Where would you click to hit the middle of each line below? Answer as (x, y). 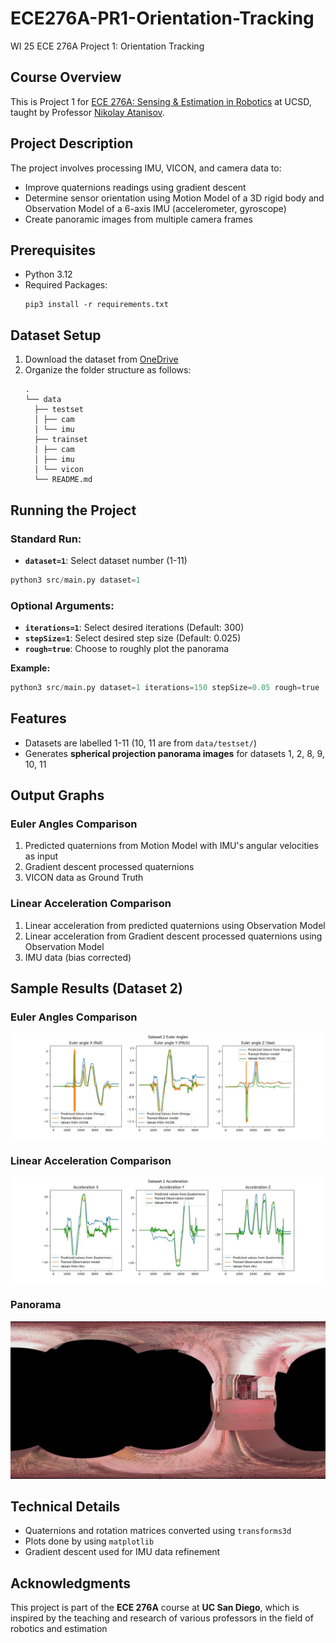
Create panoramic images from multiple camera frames (138, 219)
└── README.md (63, 480)
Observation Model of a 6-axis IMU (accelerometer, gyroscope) (155, 208)
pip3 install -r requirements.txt (96, 305)
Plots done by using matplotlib (89, 1541)
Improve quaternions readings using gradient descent (135, 187)
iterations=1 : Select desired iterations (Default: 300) (134, 628)
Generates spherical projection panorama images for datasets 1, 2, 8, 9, (174, 753)
